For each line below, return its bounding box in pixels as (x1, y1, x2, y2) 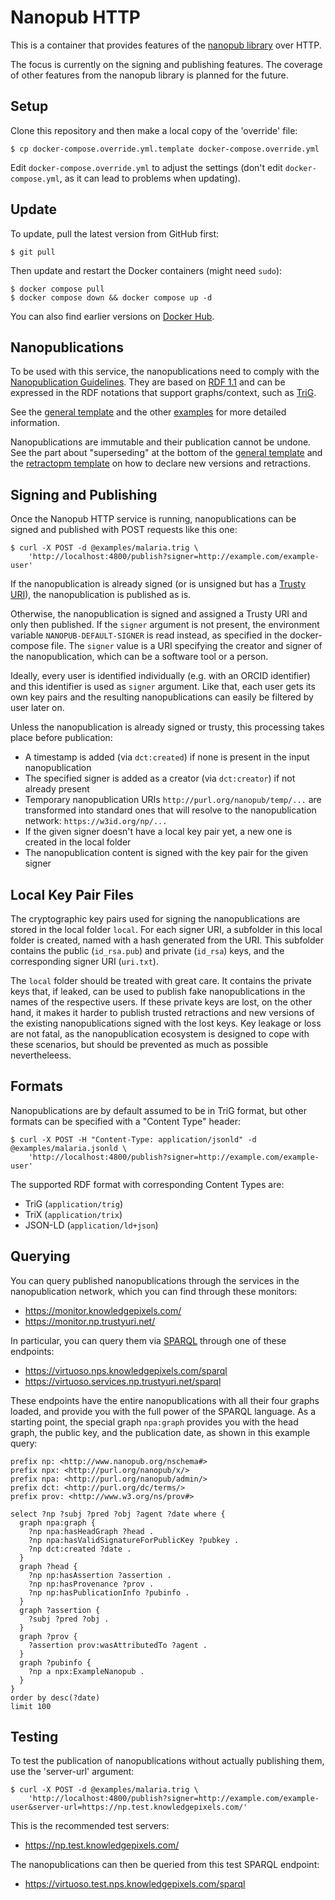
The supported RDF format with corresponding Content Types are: (10, 1178, 285, 1190)
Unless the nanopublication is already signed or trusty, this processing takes (10, 721, 325, 733)
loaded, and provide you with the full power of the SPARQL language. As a (10, 1405, 317, 1417)
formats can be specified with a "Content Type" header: (10, 1115, 241, 1127)
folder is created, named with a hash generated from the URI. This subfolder (10, 934, 325, 946)
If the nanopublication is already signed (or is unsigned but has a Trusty (10, 578, 307, 590)
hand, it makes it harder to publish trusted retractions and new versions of (10, 1007, 315, 1018)
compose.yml (10, 174, 60, 184)
